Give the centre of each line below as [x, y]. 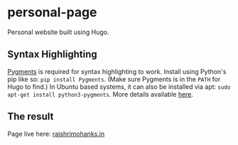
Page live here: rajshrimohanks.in [56, 134]
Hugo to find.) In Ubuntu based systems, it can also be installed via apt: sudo [119, 87]
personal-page [52, 12]
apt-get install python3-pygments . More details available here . [101, 94]
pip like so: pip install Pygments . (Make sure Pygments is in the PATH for [114, 79]
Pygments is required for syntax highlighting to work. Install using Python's [117, 71]
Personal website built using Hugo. [58, 32]
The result [31, 117]
